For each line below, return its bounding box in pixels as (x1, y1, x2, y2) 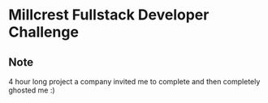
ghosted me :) (8, 85, 55, 95)
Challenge (8, 23, 80, 41)
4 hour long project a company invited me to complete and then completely (8, 77, 261, 86)
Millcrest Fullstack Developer (8, 6, 210, 24)
